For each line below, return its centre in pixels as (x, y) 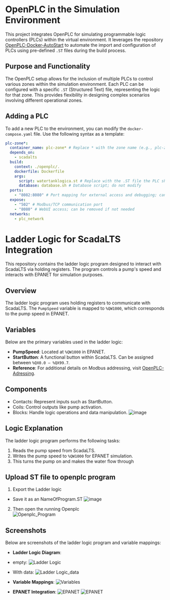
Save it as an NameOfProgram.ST (48, 499)
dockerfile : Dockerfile (39, 171)
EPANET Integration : (34, 592)
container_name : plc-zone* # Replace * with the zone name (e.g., (81, 148)
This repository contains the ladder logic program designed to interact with (83, 264)
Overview (21, 291)
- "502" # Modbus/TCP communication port (58, 204)
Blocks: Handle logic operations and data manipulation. (70, 412)
